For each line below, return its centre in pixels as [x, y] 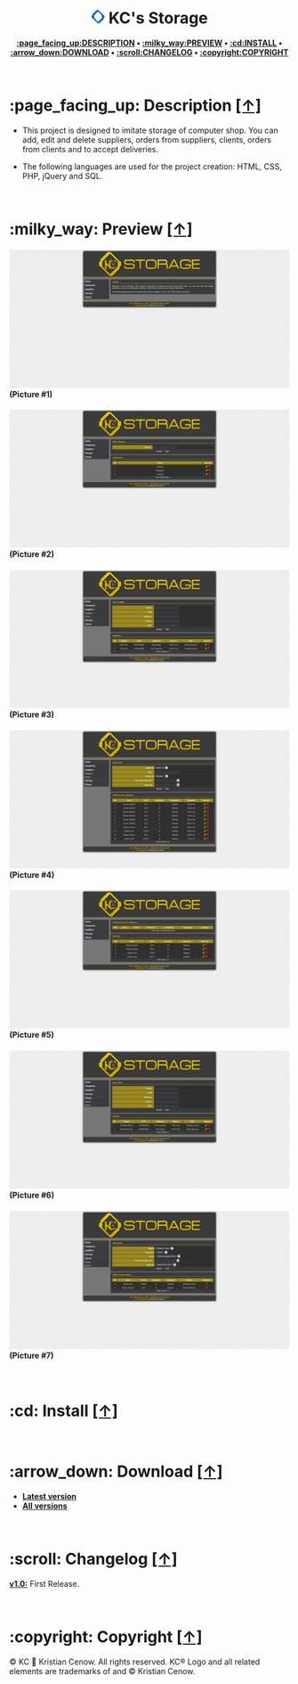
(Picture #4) [32, 875]
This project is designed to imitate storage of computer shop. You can [150, 130]
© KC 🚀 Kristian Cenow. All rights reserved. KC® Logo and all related [135, 1662]
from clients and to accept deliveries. [90, 149]
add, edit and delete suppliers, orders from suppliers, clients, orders [147, 139]
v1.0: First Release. [44, 1584]
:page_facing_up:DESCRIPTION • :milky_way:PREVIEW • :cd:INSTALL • [149, 43]
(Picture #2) [32, 554]
